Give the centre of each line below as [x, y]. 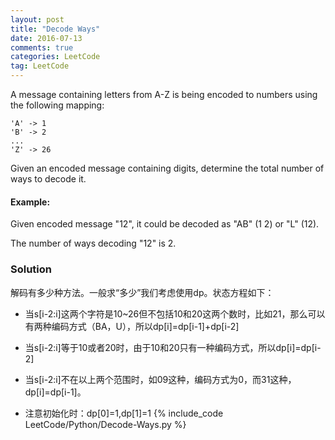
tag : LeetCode [40, 66]
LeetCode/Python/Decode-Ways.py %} [105, 424]
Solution [31, 269]
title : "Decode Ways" [55, 29]
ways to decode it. [48, 179]
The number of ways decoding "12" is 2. [93, 243]
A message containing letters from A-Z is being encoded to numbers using [164, 94]
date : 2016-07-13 [46, 38]
